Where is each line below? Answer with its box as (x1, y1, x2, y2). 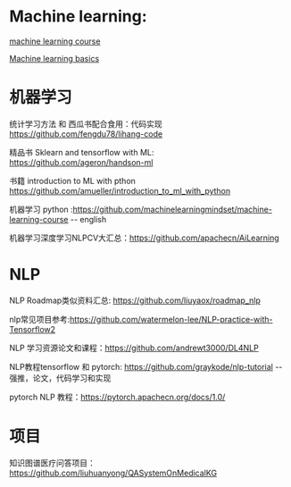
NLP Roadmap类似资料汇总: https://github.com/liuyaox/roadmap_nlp (9, 295, 262, 306)
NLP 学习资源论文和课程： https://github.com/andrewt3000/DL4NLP (9, 342, 259, 353)
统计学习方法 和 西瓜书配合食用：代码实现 (9, 118, 162, 129)
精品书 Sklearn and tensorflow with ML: (9, 147, 154, 157)
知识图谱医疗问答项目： (9, 458, 96, 468)
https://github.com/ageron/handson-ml (9, 156, 154, 167)
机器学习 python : (9, 204, 73, 214)
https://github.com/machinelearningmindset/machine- (72, 204, 272, 214)
